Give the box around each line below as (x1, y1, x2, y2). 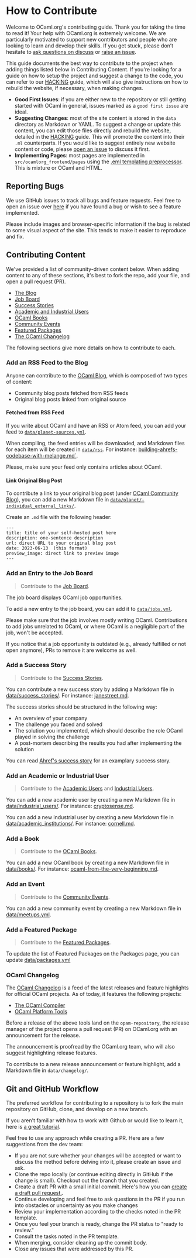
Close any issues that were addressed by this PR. (14, 1245, 134, 1253)
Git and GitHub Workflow (6, 1084, 99, 1094)
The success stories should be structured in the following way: (6, 703, 157, 710)
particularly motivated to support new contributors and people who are (6, 36, 177, 43)
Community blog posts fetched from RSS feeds (14, 389, 129, 396)
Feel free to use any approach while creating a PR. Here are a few (6, 1135, 164, 1142)
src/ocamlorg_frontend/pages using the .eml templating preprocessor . (14, 158, 183, 165)
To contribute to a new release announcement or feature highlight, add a (6, 1061, 181, 1068)
